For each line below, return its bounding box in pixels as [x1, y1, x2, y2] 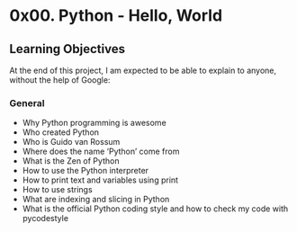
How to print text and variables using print [22, 174, 178, 185]
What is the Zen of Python [22, 156, 120, 166]
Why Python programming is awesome [22, 118, 166, 129]
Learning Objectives [9, 41, 126, 57]
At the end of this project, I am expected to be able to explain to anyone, [9, 65, 277, 76]
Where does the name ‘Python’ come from [22, 146, 180, 157]
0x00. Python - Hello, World [9, 5, 223, 26]
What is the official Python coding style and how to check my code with [22, 203, 289, 214]
